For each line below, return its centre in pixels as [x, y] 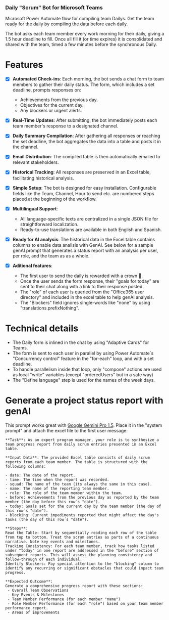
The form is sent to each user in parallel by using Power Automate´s [83, 353]
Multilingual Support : [35, 208]
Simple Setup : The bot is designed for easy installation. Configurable [84, 188]
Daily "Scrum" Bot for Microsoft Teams [54, 8]
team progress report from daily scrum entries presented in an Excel [81, 444]
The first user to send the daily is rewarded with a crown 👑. [81, 276]
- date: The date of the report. [40, 475]
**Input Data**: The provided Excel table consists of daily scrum [78, 457]
